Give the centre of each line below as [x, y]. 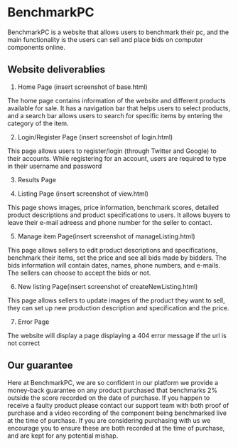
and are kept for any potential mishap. [63, 436]
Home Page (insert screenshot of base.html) [82, 87]
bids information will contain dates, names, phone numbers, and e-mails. [114, 265]
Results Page [37, 179]
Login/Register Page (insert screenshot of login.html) [95, 137]
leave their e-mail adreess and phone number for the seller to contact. [110, 222]
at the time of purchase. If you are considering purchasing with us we [109, 420]
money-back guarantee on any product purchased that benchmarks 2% [113, 390]
